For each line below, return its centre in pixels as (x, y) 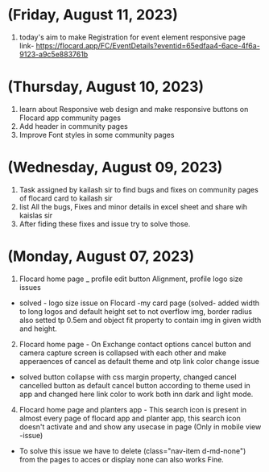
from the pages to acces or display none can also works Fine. (122, 459)
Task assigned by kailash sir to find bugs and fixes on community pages (139, 189)
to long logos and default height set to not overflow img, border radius (136, 311)
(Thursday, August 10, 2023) (106, 87)
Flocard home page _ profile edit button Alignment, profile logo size (131, 279)
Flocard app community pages (70, 118)
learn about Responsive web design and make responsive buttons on (134, 109)
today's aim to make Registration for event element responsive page (132, 37)
